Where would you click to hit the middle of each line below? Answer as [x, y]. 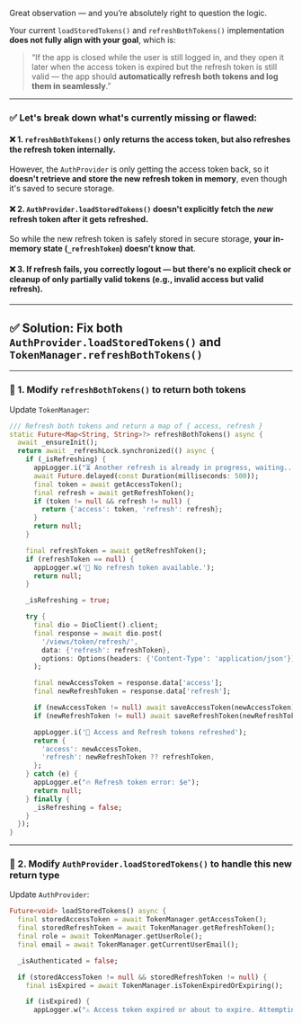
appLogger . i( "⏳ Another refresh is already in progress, [142, 468]
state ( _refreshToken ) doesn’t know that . [120, 249]
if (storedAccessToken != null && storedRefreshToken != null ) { [142, 977]
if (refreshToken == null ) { [80, 559]
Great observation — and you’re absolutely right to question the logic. [138, 13]
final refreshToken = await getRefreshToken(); [116, 551]
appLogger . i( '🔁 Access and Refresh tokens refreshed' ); [140, 732]
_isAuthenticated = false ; [68, 961]
